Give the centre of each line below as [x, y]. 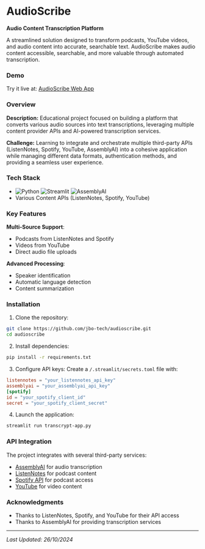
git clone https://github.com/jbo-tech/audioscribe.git [79, 329]
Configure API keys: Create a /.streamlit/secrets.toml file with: [96, 369]
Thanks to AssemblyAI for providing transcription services [88, 521]
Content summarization [45, 289]
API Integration [29, 441]
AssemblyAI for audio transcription [59, 466]
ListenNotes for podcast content [56, 473]
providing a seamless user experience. [55, 162]
